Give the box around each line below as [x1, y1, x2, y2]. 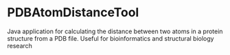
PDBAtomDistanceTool [7, 5, 139, 20]
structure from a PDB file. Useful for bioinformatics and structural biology [7, 34, 214, 42]
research [7, 41, 33, 50]
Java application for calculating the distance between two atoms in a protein [7, 27, 223, 35]
